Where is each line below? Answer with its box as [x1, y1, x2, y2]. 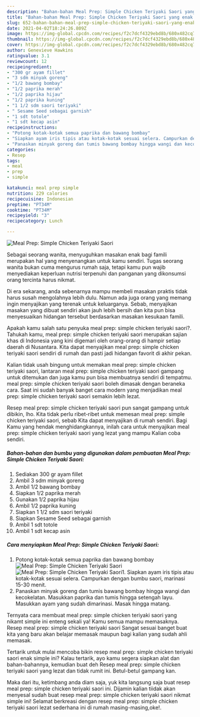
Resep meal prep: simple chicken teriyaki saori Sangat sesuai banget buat [7, 624, 188, 631]
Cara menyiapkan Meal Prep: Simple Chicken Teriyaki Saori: [7, 541, 159, 548]
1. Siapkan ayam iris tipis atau [122, 568, 194, 576]
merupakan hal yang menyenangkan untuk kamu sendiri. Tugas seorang [7, 258, 183, 264]
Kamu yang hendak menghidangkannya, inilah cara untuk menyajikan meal [7, 423, 189, 430]
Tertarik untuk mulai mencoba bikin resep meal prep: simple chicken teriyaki [7, 648, 193, 655]
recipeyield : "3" [7, 212, 50, 218]
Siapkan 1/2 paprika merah [15, 489, 81, 496]
